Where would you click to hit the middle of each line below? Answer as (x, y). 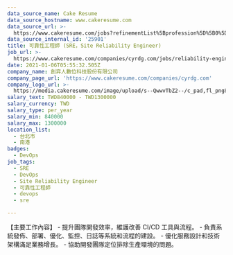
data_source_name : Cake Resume (52, 14)
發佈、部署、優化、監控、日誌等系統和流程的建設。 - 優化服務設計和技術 (116, 236)
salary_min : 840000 (35, 116)
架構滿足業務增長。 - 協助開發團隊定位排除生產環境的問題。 (93, 244)
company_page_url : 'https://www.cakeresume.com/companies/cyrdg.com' (110, 78)
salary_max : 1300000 (37, 123)
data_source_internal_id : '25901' (57, 39)
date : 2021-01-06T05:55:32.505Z (54, 65)
